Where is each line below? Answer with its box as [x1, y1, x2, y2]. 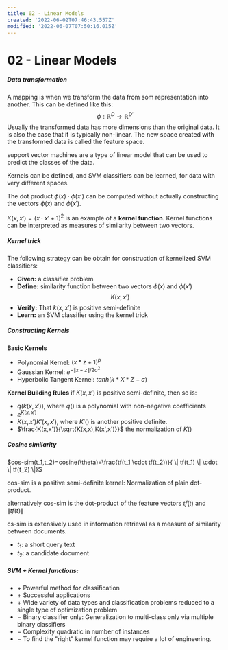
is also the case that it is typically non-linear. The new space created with [7, 130, 214, 139]
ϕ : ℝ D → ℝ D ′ [97, 111, 134, 120]
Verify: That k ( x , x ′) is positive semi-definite [16, 303, 141, 312]
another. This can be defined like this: [7, 100, 113, 108]
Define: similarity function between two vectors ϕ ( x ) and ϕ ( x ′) [16, 282, 193, 290]
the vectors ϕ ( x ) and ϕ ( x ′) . [7, 200, 81, 208]
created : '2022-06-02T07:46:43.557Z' [7, 16, 115, 23]
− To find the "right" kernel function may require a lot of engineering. [16, 635, 212, 643]
